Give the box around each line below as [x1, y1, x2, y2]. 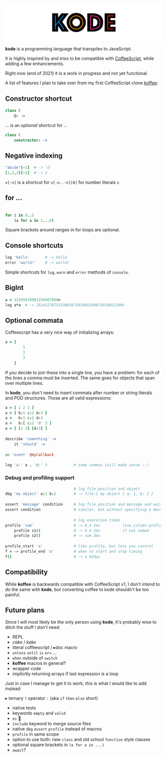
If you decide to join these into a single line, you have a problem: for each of [5, 369, 160, 375]
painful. [5, 591, 21, 597]
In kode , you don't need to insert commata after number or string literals [5, 390, 152, 396]
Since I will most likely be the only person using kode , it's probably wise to [5, 619, 157, 625]
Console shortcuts [5, 241, 64, 249]
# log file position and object [73, 486, 140, 491]
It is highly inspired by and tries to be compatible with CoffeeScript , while [5, 56, 154, 61]
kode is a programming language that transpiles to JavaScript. [5, 46, 132, 52]
